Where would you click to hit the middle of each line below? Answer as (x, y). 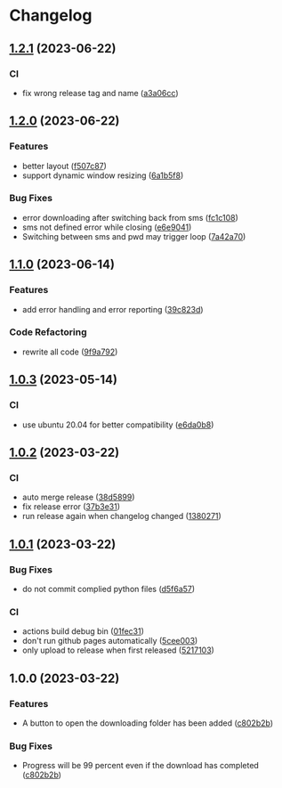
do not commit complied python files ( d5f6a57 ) (109, 589)
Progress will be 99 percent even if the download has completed (141, 766)
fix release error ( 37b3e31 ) (71, 507)
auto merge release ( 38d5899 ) (78, 497)
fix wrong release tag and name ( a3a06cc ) (100, 93)
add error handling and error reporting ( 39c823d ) (113, 309)
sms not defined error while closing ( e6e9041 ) (107, 227)
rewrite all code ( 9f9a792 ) (70, 352)
